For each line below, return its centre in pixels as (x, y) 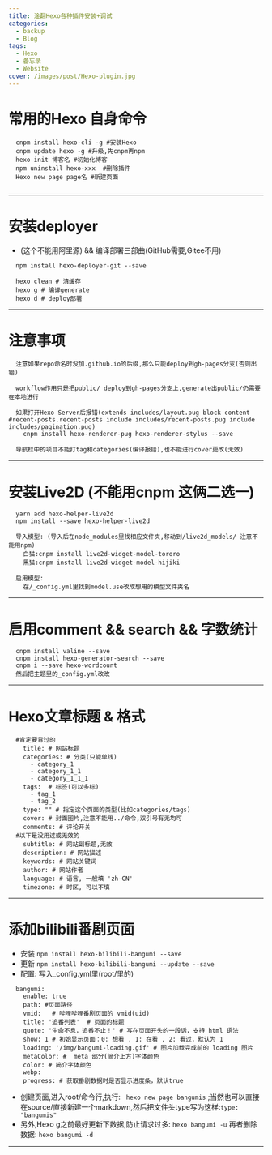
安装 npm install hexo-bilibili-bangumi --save (101, 954)
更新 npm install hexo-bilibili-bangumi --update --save (117, 964)
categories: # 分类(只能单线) (70, 757)
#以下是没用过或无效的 (48, 836)
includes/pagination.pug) (52, 427)
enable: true (45, 997)
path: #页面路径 (48, 1005)
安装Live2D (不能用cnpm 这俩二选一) (132, 492)
